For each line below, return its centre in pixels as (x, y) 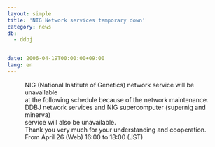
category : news (29, 27)
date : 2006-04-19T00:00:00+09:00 (56, 59)
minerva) (38, 114)
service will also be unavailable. (71, 122)
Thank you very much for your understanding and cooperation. (116, 129)
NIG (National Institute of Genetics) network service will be (110, 85)
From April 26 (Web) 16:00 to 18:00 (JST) (84, 136)
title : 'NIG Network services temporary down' (76, 20)
